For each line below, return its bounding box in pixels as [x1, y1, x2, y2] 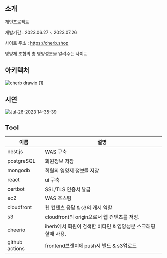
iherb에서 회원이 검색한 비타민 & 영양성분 [44, 223, 136, 230]
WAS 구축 [44, 148, 67, 155]
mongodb [7, 167, 31, 174]
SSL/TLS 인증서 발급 [44, 186, 91, 193]
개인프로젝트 [5, 19, 30, 25]
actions [7, 245, 25, 252]
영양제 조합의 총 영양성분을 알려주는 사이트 [5, 50, 88, 56]
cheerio [7, 226, 26, 233]
